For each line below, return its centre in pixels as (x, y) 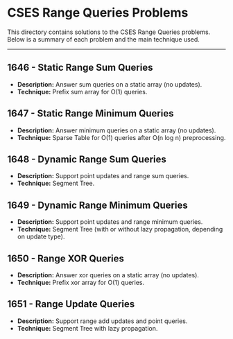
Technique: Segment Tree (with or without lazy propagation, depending (120, 229)
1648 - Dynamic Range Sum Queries (87, 159)
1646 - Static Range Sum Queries (80, 68)
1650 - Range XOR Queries (66, 258)
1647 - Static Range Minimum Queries (90, 113)
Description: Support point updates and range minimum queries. (110, 222)
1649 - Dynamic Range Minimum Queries (98, 205)
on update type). (41, 236)
